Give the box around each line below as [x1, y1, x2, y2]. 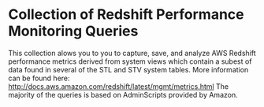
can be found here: [8, 73, 70, 83]
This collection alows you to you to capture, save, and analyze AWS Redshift [8, 48, 256, 57]
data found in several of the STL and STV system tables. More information [8, 65, 249, 74]
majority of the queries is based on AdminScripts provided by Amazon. [8, 90, 238, 99]
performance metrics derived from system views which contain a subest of [8, 57, 252, 66]
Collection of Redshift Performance [8, 6, 244, 24]
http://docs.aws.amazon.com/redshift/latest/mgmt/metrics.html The [8, 81, 229, 91]
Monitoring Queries [8, 22, 139, 40]
